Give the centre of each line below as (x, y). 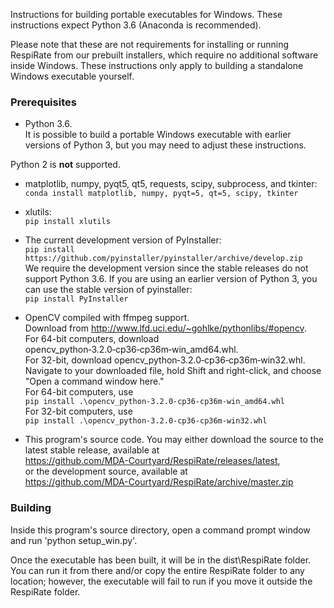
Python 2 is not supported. (65, 165)
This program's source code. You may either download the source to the (174, 440)
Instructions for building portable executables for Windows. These (146, 14)
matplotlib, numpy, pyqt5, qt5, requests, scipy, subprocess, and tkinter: (171, 184)
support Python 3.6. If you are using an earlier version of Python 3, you (171, 279)
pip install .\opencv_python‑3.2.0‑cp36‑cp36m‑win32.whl (146, 421)
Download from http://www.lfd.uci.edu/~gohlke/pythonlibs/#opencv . (165, 328)
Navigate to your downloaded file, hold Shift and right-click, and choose (173, 371)
